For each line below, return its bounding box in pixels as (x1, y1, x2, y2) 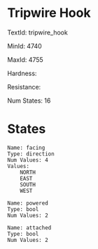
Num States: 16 (7, 96, 51, 105)
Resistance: (7, 82, 41, 91)
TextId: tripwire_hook (7, 28, 68, 37)
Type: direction (7, 150, 55, 158)
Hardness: (7, 69, 37, 77)
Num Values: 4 (7, 156, 49, 163)
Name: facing (7, 144, 45, 151)
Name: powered (7, 199, 49, 207)
